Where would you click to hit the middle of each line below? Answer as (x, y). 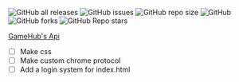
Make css (35, 51)
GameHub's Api (34, 36)
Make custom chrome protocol (70, 61)
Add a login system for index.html (75, 70)
